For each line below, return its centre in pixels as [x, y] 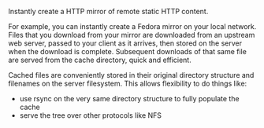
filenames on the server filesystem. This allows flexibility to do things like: [128, 83]
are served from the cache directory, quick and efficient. [100, 60]
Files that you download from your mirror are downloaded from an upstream [132, 35]
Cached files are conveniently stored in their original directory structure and [131, 75]
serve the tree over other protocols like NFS [91, 115]
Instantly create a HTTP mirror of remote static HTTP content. [108, 11]
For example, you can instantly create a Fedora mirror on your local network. [132, 26]
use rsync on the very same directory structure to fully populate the [129, 99]
